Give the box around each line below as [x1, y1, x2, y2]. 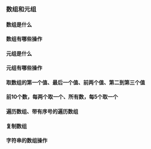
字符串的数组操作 [6, 137, 48, 144]
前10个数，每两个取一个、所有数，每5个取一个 [6, 93, 119, 100]
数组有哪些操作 [6, 35, 42, 42]
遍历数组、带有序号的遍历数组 [6, 108, 78, 115]
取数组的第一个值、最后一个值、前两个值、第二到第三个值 [6, 79, 145, 86]
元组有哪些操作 [6, 65, 42, 72]
